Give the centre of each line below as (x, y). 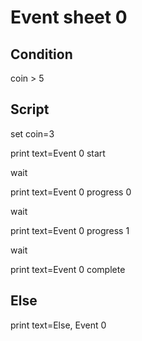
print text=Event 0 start (58, 153)
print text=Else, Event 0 (58, 325)
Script (30, 109)
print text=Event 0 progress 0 (71, 192)
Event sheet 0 (69, 17)
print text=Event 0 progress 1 (70, 230)
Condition (41, 54)
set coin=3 (32, 133)
